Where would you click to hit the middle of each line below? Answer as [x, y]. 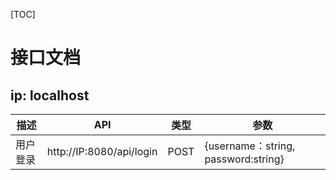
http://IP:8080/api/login [102, 151]
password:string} [244, 159]
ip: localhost [50, 95]
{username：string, [250, 146]
